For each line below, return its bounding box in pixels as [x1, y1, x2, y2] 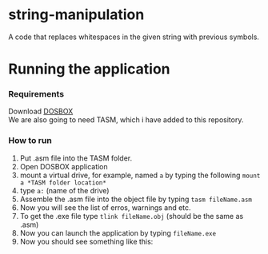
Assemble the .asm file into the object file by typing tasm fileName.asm [19, 194, 253, 204]
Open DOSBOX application [19, 161, 108, 171]
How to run [8, 135, 52, 146]
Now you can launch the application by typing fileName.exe [19, 228, 217, 237]
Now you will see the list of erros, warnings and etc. [19, 202, 191, 212]
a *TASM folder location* [19, 178, 106, 187]
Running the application [8, 60, 170, 78]
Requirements [8, 89, 65, 100]
